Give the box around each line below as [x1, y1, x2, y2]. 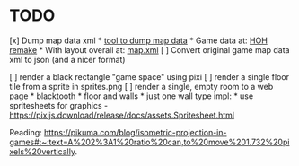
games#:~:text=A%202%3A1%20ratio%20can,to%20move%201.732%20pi [9, 136, 290, 147]
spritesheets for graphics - [9, 100, 109, 110]
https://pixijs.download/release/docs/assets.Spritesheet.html [9, 109, 235, 120]
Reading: [9, 127, 42, 137]
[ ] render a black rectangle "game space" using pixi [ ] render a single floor [9, 71, 290, 82]
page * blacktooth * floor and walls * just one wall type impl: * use [9, 91, 254, 101]
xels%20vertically [9, 145, 75, 157]
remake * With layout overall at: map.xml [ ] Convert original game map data [9, 44, 290, 55]
